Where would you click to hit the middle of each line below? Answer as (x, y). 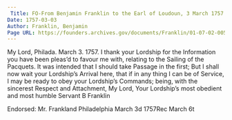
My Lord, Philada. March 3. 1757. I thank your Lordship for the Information (112, 52)
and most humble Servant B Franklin (59, 96)
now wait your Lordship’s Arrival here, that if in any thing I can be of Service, (116, 74)
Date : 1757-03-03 (32, 20)
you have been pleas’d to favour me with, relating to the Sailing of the (106, 60)
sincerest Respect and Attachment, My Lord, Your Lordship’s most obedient (115, 88)
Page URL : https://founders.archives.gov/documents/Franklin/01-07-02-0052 (118, 33)
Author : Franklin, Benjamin (48, 26)
